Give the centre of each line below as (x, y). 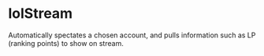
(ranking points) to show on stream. (66, 43)
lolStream (41, 14)
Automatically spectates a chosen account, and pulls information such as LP (132, 35)
